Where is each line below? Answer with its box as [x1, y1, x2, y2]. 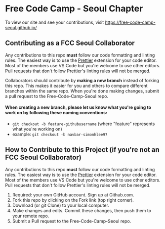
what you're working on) [12, 126, 63, 132]
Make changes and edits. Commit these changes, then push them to [12, 207, 152, 213]
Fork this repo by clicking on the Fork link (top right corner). [12, 197, 134, 203]
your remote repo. [12, 213, 49, 219]
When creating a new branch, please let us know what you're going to [5, 104, 152, 110]
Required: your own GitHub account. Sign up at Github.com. [12, 191, 134, 198]
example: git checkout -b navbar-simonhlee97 [12, 131, 108, 137]
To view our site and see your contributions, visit [5, 19, 104, 25]
